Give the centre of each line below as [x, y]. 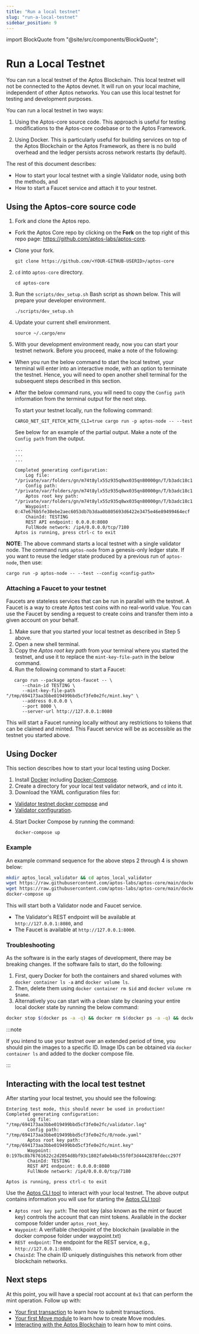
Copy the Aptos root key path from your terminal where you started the [101, 650]
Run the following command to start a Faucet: [70, 669]
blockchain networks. [41, 1261]
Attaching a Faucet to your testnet [56, 589]
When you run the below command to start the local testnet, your [94, 362]
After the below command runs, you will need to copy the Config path [100, 393]
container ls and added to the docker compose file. [70, 1054]
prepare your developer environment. [60, 301]
